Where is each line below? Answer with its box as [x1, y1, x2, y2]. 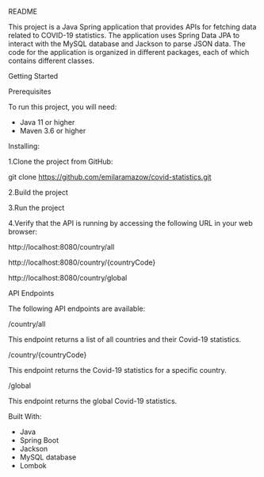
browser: [8, 227, 38, 236]
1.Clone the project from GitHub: [8, 157, 113, 166]
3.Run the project [8, 203, 65, 212]
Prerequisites [8, 87, 52, 96]
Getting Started [8, 72, 59, 80]
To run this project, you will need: [8, 103, 117, 111]
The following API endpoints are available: [8, 304, 145, 313]
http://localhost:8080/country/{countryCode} [8, 258, 156, 267]
